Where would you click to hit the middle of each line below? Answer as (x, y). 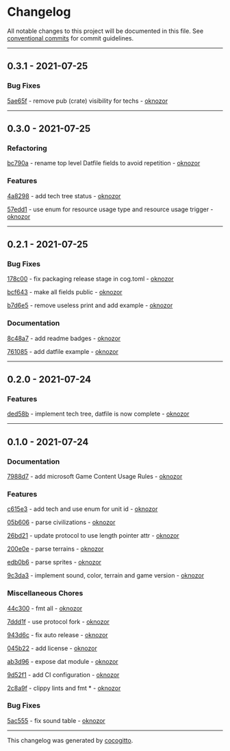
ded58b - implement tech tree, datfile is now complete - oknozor (98, 414)
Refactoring (27, 148)
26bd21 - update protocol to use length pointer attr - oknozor (93, 536)
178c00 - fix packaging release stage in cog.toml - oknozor (91, 279)
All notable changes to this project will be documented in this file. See (105, 31)
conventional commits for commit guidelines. (71, 38)
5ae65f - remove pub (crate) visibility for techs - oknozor (88, 101)
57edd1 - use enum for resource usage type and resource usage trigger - (110, 209)
